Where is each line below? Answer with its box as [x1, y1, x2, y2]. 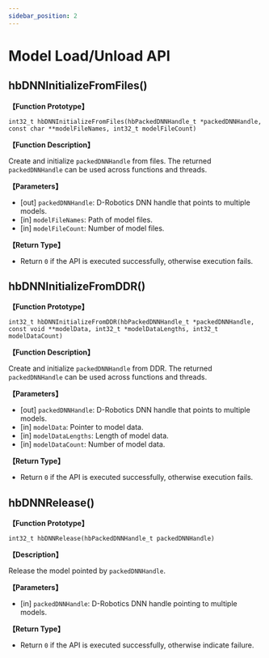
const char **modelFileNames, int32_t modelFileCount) [8, 125, 197, 133]
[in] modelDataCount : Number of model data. [19, 439, 166, 449]
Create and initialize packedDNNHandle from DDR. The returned [8, 363, 212, 373]
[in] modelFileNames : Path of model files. [19, 214, 153, 224]
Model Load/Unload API [8, 46, 171, 65]
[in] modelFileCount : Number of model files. [19, 223, 165, 233]
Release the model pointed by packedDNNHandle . [8, 566, 166, 575]
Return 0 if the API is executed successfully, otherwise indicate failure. [19, 640, 254, 650]
